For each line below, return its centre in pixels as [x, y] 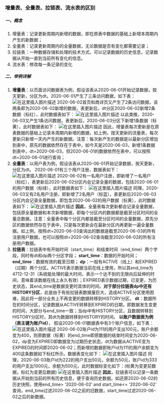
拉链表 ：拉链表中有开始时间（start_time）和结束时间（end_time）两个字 [85, 249]
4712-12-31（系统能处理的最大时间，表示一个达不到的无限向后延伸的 [81, 274]
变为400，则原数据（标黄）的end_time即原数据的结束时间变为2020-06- [85, 335]
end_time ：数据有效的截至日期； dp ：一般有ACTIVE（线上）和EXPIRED [85, 262]
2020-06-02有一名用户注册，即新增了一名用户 [104, 176]
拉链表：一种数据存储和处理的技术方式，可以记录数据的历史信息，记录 [83, 52]
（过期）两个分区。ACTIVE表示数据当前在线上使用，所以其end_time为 [82, 268]
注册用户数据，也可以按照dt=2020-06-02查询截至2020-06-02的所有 [82, 237]
